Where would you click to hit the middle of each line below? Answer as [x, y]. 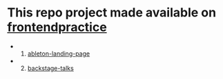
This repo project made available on [111, 13]
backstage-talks [50, 68]
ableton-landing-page [59, 54]
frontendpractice [57, 27]
